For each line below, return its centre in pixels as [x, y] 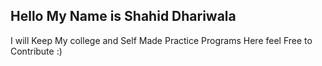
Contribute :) [36, 51]
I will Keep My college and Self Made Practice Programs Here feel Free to [161, 40]
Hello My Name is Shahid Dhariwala [123, 16]
